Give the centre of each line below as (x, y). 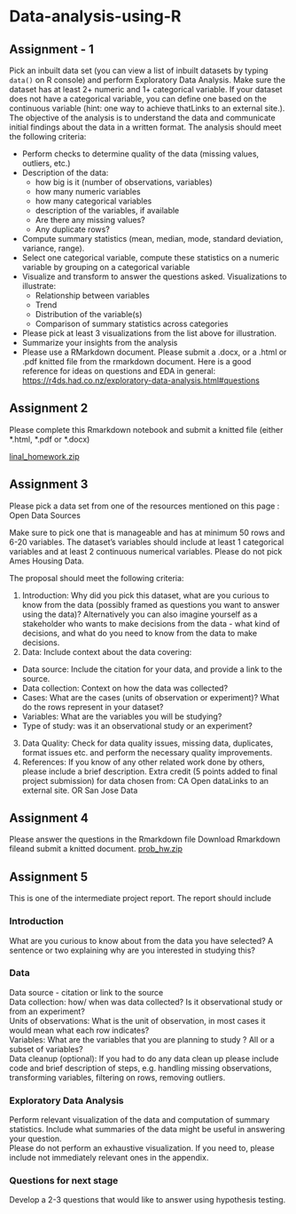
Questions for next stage (64, 1181)
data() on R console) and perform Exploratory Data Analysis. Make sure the (148, 80)
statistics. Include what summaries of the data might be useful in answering (147, 1130)
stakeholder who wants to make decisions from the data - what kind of (151, 623)
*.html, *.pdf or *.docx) (50, 439)
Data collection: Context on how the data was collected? (125, 688)
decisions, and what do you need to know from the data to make (140, 633)
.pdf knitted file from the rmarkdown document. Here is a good (136, 361)
